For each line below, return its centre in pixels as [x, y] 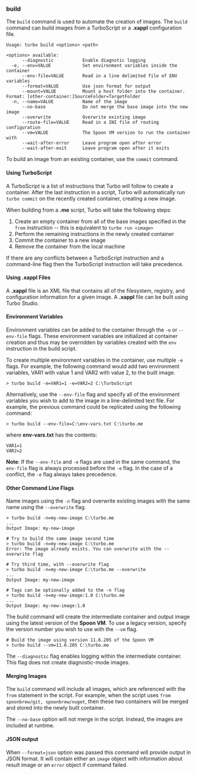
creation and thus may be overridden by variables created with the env [91, 342]
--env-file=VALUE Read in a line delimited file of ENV [99, 76]
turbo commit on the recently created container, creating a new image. [91, 198]
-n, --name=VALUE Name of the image [69, 102]
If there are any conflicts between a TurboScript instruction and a [85, 258]
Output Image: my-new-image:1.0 [46, 606]
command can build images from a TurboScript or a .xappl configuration [94, 28]
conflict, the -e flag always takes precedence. [62, 474]
